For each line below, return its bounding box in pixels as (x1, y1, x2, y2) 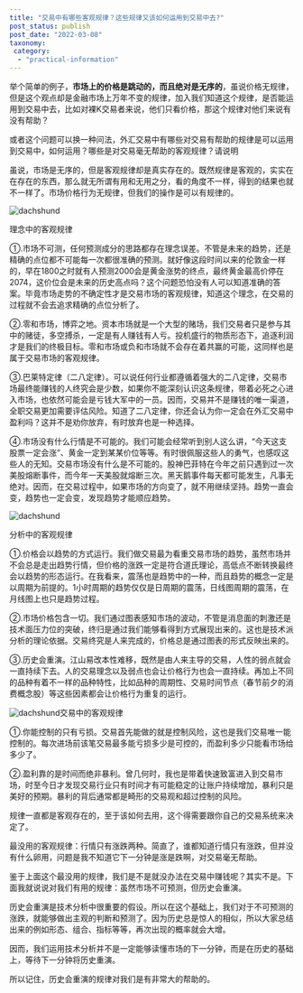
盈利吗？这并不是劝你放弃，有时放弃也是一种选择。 (9, 417, 199, 427)
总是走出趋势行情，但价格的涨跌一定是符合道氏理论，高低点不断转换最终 (24, 560, 294, 570)
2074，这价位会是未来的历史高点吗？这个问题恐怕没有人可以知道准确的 (9, 277, 273, 287)
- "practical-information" (17, 55, 119, 64)
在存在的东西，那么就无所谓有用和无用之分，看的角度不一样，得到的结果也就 (9, 176, 294, 186)
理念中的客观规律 (9, 224, 73, 235)
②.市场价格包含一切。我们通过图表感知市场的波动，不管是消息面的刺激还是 (9, 613, 291, 623)
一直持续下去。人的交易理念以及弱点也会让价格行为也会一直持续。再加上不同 (9, 665, 294, 676)
